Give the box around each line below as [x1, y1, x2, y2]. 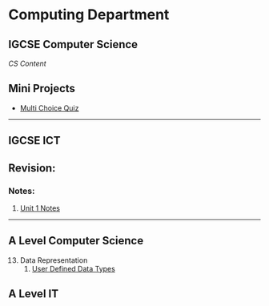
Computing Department [8, 6, 170, 24]
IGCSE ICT [8, 134, 62, 147]
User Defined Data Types [31, 264, 116, 273]
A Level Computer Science [8, 234, 144, 248]
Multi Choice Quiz [19, 103, 79, 113]
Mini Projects [8, 82, 76, 95]
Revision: [8, 161, 56, 175]
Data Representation [19, 255, 88, 265]
